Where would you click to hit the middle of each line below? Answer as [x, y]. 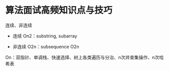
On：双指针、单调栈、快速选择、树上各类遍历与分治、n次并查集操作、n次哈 [84, 57]
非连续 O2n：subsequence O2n [46, 46]
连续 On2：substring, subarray [45, 36]
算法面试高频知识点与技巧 [59, 10]
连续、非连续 [19, 25]
